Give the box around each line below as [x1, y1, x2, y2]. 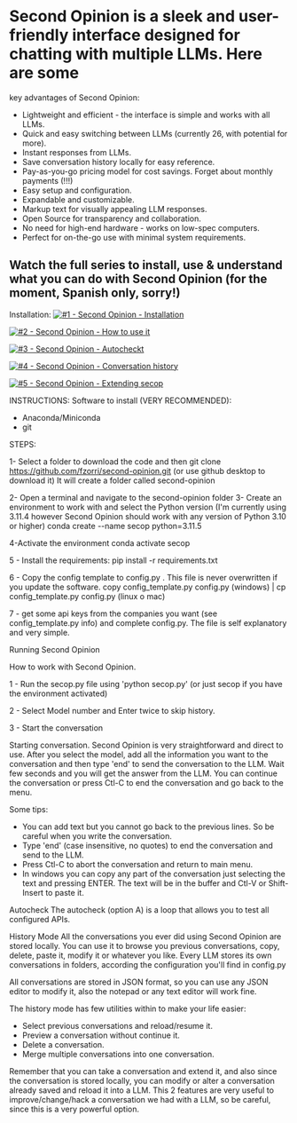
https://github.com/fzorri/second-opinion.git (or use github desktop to [9, 465, 266, 476]
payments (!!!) [21, 175, 74, 186]
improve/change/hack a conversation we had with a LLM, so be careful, [9, 1094, 271, 1104]
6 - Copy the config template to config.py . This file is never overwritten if [9, 572, 277, 582]
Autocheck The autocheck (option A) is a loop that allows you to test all [9, 904, 270, 915]
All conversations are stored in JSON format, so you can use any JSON [9, 977, 269, 987]
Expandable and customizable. [21, 194, 135, 205]
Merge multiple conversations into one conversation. [21, 1048, 215, 1059]
